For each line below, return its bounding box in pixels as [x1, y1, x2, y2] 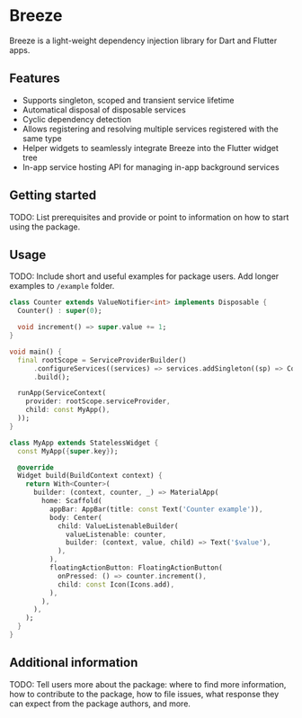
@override [17, 462, 54, 472]
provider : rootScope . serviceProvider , [25, 397, 171, 406]
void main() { [9, 347, 63, 356]
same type [22, 132, 62, 144]
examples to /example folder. [9, 281, 115, 292]
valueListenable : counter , [66, 530, 167, 539]
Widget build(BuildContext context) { [17, 471, 164, 480]
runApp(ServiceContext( [17, 389, 106, 398]
